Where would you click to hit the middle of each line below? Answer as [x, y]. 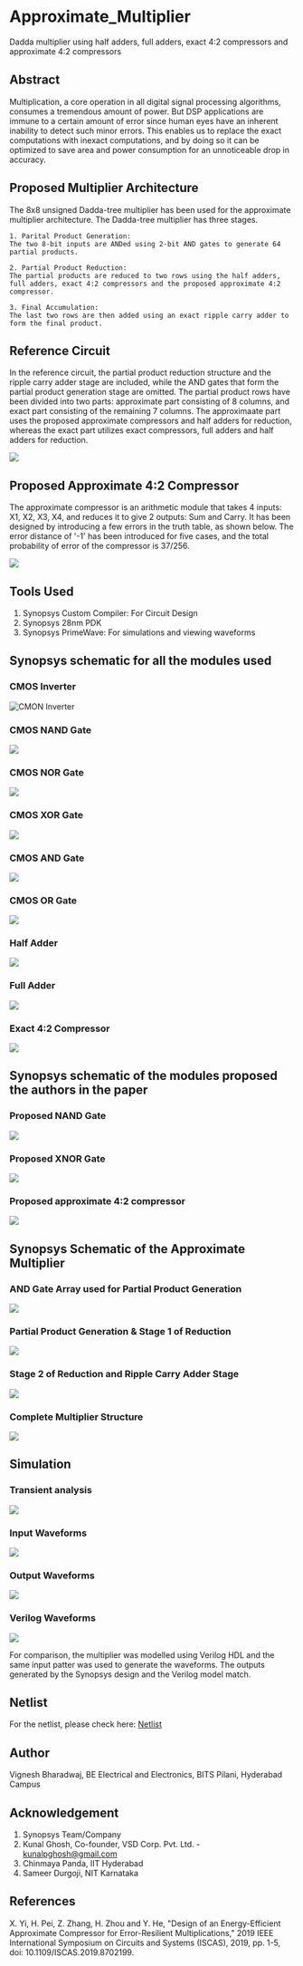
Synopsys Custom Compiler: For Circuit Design [110, 613]
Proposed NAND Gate [58, 1116]
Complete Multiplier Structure [76, 1417]
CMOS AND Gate [47, 858]
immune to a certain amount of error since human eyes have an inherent [144, 120]
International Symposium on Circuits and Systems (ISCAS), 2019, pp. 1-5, [145, 1942]
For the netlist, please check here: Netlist [86, 1724]
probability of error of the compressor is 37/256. [99, 546]
